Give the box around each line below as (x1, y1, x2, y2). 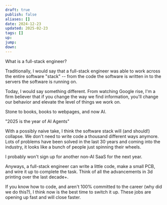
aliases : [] (5, 16, 30, 21)
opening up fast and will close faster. (5, 194, 81, 200)
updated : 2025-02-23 (5, 26, 48, 31)
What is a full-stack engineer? (5, 58, 67, 64)
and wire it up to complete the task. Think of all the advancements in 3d (5, 168, 153, 174)
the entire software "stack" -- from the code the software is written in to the (5, 73, 161, 79)
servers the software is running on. (5, 78, 77, 84)
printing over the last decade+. (5, 173, 69, 180)
